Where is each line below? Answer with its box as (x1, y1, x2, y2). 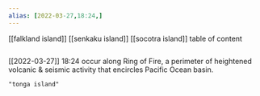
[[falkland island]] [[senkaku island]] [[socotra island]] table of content (8, 34, 242, 43)
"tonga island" (8, 80, 60, 88)
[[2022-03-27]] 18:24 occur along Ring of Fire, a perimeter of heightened (8, 56, 253, 66)
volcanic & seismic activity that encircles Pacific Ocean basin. (8, 65, 214, 74)
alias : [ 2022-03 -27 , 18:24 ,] (8, 11, 103, 20)
